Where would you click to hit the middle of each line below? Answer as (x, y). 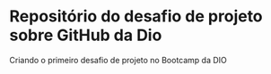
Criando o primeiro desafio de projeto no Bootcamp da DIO (118, 60)
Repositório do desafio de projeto (136, 16)
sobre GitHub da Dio (86, 35)
